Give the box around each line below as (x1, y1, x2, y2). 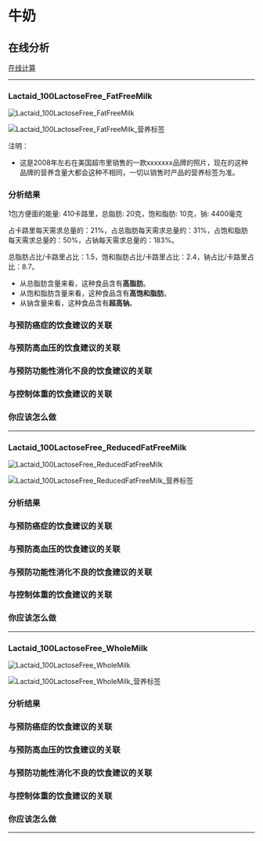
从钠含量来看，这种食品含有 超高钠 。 (19, 298, 137, 307)
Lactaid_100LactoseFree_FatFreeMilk (8, 90, 153, 101)
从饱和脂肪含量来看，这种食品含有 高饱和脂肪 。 (19, 288, 171, 298)
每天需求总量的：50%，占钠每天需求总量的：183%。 (8, 235, 178, 244)
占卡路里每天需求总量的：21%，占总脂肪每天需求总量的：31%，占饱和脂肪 (8, 225, 249, 235)
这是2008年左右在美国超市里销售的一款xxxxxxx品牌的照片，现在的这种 (19, 158, 249, 167)
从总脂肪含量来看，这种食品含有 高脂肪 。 (19, 278, 150, 287)
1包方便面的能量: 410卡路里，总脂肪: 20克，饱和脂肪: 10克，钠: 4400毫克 (8, 209, 243, 218)
